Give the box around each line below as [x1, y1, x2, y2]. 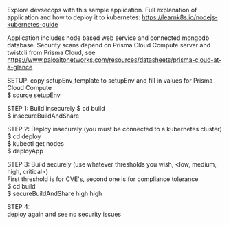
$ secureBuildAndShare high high [7, 189, 102, 197]
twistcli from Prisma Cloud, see [7, 48, 96, 56]
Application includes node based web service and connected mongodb [7, 34, 210, 42]
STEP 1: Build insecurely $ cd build [7, 105, 105, 112]
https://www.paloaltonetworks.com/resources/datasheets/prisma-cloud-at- [7, 56, 222, 64]
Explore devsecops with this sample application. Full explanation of [7, 6, 197, 14]
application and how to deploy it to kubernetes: [7, 13, 141, 21]
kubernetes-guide [7, 21, 58, 28]
